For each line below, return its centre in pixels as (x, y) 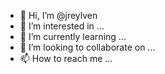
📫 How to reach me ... (66, 58)
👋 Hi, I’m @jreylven (58, 15)
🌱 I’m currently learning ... (73, 36)
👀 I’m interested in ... (62, 26)
